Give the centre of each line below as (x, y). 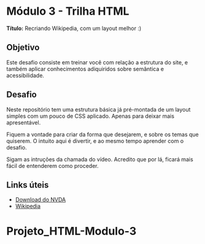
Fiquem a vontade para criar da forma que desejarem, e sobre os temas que (103, 134)
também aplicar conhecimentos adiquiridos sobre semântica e (85, 69)
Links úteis (28, 185)
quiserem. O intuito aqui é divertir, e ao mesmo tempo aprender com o (95, 141)
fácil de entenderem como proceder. (52, 166)
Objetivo (23, 48)
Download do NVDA (41, 200)
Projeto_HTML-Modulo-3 (72, 231)
